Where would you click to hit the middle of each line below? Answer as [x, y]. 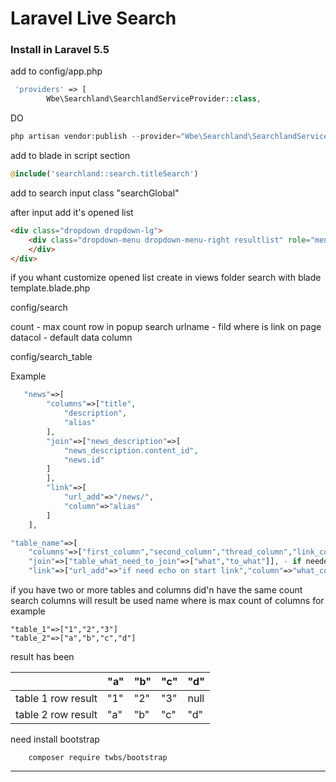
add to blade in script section [70, 156]
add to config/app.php [56, 71]
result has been [42, 657]
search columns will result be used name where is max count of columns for [167, 601]
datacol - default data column [71, 338]
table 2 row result [56, 715]
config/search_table [51, 357]
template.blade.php [50, 288]
